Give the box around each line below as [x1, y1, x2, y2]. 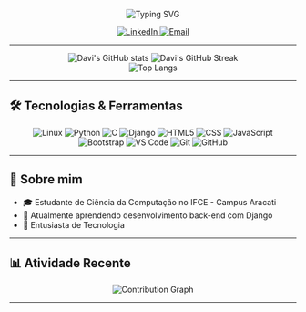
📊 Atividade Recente [9, 255, 131, 271]
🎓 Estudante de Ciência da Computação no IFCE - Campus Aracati [22, 196, 277, 207]
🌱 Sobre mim [9, 172, 84, 187]
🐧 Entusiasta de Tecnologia [22, 219, 126, 230]
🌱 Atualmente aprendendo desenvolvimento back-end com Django [22, 210, 273, 221]
